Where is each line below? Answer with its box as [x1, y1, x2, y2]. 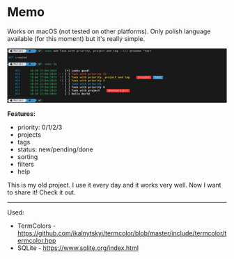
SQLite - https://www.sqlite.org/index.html [17, 244, 139, 252]
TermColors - [17, 222, 56, 230]
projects [17, 130, 42, 139]
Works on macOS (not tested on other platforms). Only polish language [7, 27, 211, 35]
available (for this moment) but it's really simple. [7, 34, 145, 42]
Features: [7, 109, 36, 118]
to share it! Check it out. [7, 188, 76, 197]
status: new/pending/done [17, 145, 93, 153]
